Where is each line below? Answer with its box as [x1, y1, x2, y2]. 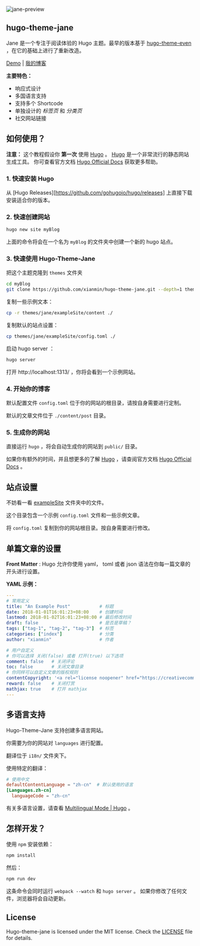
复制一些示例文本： [6, 298, 54, 305]
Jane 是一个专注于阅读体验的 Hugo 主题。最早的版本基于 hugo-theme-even [6, 39, 192, 46]
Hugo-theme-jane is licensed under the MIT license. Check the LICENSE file [6, 928, 193, 935]
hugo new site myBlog [6, 227, 60, 233]
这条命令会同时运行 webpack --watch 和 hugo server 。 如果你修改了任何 [6, 887, 182, 894]
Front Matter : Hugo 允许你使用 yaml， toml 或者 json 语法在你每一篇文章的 [6, 560, 190, 567]
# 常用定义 [6, 598, 30, 604]
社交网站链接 [14, 114, 46, 121]
